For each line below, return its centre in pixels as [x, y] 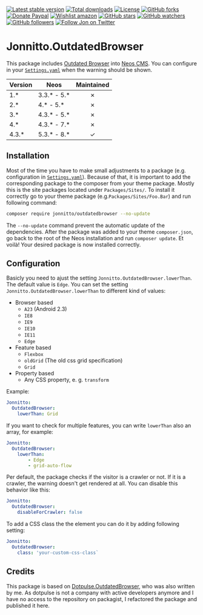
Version [21, 85]
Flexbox [34, 355]
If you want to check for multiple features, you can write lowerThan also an [99, 426]
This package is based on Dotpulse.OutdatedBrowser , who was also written [101, 586]
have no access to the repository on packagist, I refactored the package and [102, 599]
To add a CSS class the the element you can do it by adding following [93, 524]
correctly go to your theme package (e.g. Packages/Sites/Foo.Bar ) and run [99, 196]
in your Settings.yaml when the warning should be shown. [79, 70]
